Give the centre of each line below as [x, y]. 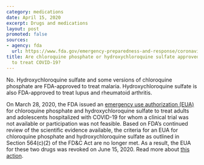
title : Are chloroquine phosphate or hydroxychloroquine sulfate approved [103, 57]
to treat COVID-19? [36, 62]
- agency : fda [24, 46]
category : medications [35, 12]
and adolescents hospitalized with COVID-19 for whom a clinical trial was [98, 117]
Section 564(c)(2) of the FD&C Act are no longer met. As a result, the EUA [99, 143]
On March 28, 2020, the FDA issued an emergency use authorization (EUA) [100, 104]
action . [15, 155]
